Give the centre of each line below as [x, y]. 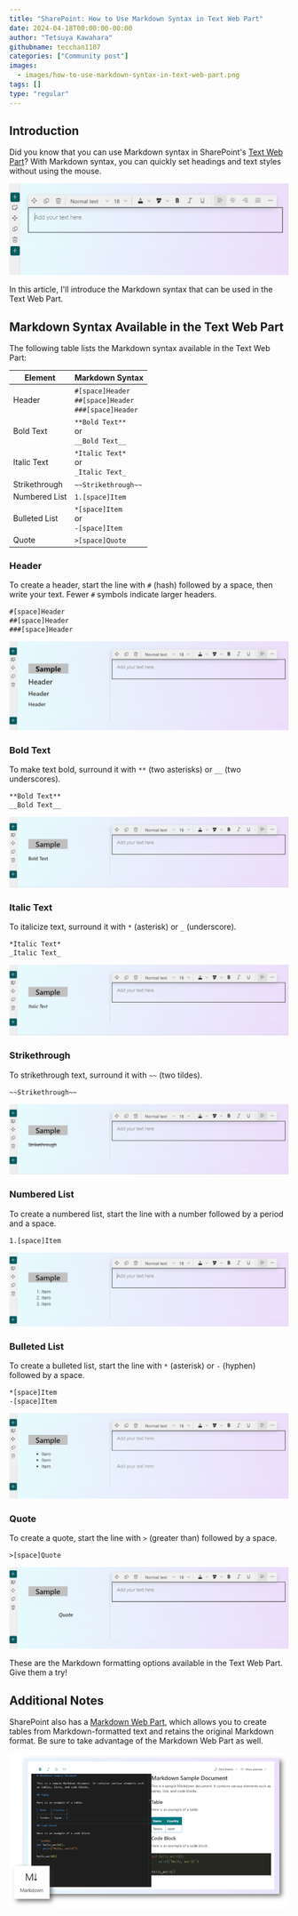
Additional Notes [57, 1700]
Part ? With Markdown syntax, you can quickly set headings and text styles [145, 162]
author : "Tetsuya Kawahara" [61, 37]
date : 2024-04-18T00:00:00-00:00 [71, 28]
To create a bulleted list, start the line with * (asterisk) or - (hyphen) [133, 1366]
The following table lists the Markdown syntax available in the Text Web [140, 349]
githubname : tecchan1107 [55, 47]
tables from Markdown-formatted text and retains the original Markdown [141, 1732]
